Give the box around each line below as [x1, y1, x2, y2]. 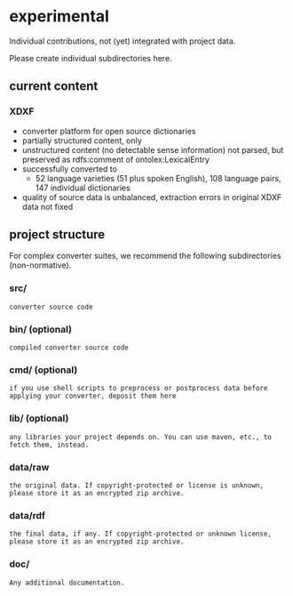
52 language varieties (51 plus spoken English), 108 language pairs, [35, 173, 281, 183]
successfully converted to [21, 163, 118, 174]
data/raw [9, 461, 50, 473]
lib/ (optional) [9, 412, 69, 424]
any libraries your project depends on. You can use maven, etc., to [9, 432, 273, 441]
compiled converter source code [9, 343, 129, 352]
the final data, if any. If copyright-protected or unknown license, [9, 529, 273, 539]
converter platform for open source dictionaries [21, 125, 196, 136]
